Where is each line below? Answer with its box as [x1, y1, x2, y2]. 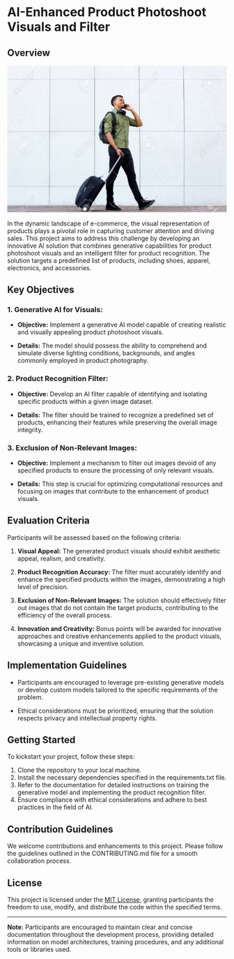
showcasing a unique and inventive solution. [17, 639, 145, 648]
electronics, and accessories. [7, 263, 92, 272]
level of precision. [17, 582, 69, 590]
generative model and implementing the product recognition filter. [17, 788, 207, 796]
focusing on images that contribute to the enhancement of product [17, 486, 209, 496]
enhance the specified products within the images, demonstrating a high [17, 575, 226, 583]
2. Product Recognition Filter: [7, 374, 109, 384]
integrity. [17, 425, 43, 433]
